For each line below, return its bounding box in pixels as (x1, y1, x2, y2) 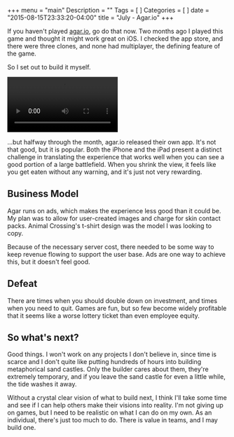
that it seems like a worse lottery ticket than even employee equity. (7, 311, 200, 320)
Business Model (7, 188, 79, 200)
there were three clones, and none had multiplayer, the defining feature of (7, 42, 221, 50)
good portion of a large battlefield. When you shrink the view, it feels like (7, 161, 216, 168)
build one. (7, 424, 36, 432)
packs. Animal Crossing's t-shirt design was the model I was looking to (7, 221, 212, 230)
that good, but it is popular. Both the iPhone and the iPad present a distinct (7, 145, 222, 154)
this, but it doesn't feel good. (7, 257, 90, 266)
